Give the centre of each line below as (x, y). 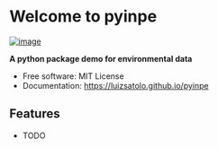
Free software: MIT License (73, 76)
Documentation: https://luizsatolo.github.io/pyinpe (115, 85)
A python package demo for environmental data (101, 58)
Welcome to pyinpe (83, 17)
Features (35, 114)
